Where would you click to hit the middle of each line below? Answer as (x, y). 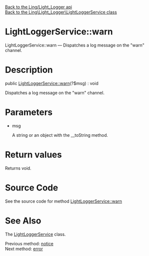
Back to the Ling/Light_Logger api (39, 7)
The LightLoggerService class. (35, 234)
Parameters (29, 112)
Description (29, 70)
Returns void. (18, 168)
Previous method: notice (29, 243)
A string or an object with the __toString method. (60, 135)
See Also (23, 221)
